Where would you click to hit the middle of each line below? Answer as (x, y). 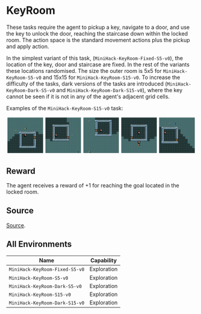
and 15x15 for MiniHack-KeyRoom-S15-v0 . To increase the (112, 77)
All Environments (39, 244)
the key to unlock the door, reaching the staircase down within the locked (97, 33)
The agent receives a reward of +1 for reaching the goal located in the (93, 185)
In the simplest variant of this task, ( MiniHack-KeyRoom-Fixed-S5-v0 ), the (95, 58)
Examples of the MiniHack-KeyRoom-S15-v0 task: (65, 108)
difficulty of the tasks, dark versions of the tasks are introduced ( (87, 83)
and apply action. (28, 46)
